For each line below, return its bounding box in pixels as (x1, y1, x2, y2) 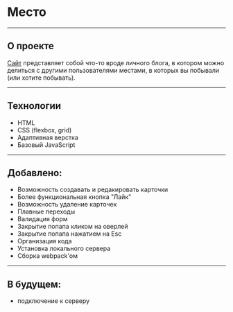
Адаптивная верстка (17, 133, 78, 141)
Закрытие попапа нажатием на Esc (17, 229, 122, 238)
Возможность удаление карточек (17, 200, 117, 209)
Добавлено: (7, 167, 62, 179)
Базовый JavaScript (17, 140, 76, 149)
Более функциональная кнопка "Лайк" (17, 193, 132, 201)
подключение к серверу (17, 297, 90, 305)
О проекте (7, 40, 54, 52)
